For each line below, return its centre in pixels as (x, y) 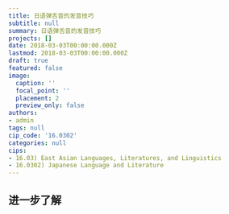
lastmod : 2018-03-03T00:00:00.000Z (68, 53)
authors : (23, 113)
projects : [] (30, 38)
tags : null (27, 128)
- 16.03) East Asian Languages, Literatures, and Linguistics (115, 158)
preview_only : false (50, 105)
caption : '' (36, 83)
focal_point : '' (43, 91)
